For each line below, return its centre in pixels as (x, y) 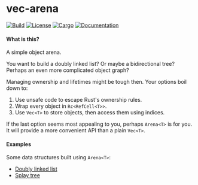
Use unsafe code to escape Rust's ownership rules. (78, 100)
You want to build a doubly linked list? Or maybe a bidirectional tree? (91, 64)
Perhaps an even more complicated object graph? (68, 70)
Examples (19, 144)
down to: (17, 88)
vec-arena (32, 9)
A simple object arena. (34, 52)
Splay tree (28, 175)
